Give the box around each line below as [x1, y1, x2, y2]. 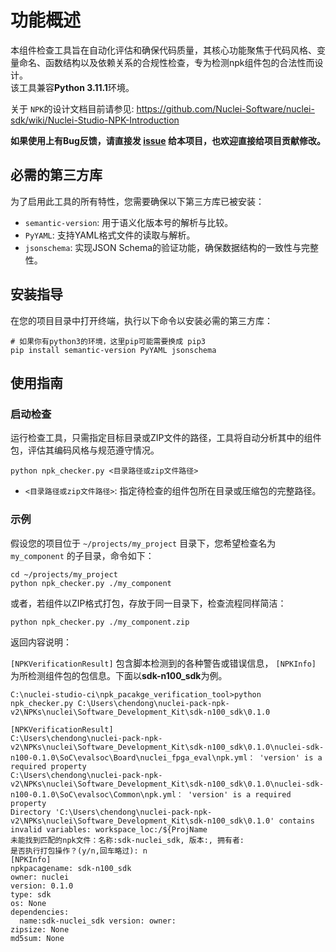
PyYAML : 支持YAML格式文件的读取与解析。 [24, 229, 196, 241]
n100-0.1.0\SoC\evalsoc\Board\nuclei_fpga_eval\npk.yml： [10, 752, 256, 763]
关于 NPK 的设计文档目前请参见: [10, 102, 135, 115]
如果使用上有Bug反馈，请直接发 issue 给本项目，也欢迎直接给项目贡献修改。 [10, 134, 326, 146]
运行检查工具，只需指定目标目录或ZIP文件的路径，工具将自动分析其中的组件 [10, 432, 322, 444]
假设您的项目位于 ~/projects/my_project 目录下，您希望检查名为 [10, 537, 277, 549]
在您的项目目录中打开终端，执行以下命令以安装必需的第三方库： [10, 314, 273, 326]
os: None [10, 898, 47, 908]
